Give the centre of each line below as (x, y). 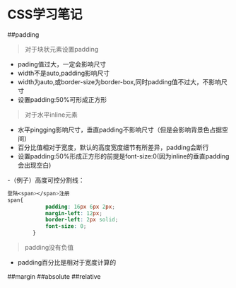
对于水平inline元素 (51, 115)
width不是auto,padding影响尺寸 (64, 73)
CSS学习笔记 (45, 15)
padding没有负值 (49, 248)
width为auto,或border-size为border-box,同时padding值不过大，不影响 (119, 81)
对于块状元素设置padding (61, 49)
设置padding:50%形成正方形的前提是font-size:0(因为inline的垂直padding (123, 156)
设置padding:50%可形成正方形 (62, 99)
